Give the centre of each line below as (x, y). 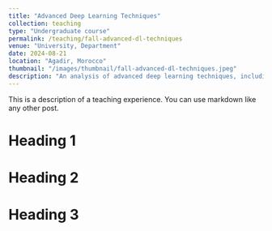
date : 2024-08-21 (38, 53)
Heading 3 (44, 215)
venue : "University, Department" (65, 46)
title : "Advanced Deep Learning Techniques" (85, 16)
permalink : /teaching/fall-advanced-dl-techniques (96, 38)
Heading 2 (44, 178)
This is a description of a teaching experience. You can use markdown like (132, 99)
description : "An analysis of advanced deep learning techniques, (123, 76)
